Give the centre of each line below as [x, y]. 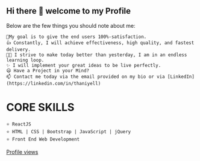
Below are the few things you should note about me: [71, 25]
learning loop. [25, 60]
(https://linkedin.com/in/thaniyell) [54, 83]
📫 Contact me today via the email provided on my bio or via [86, 77]
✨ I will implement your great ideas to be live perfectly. [84, 65]
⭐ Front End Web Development [43, 139]
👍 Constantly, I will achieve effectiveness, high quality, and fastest [100, 43]
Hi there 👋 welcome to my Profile [69, 11]
